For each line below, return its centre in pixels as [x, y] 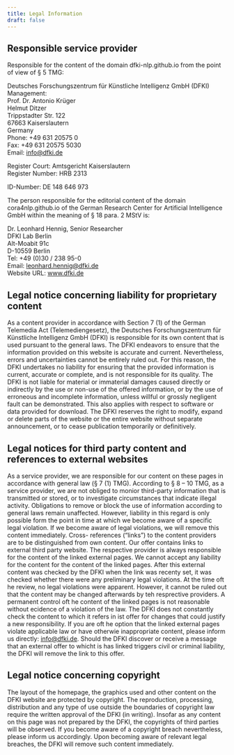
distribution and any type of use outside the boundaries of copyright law [111, 707]
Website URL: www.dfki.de [46, 273]
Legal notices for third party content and [97, 448]
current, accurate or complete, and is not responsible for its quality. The [110, 375]
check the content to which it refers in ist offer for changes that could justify [116, 616]
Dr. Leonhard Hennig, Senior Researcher [65, 229]
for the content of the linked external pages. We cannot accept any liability [114, 557]
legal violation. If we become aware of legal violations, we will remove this [113, 527]
